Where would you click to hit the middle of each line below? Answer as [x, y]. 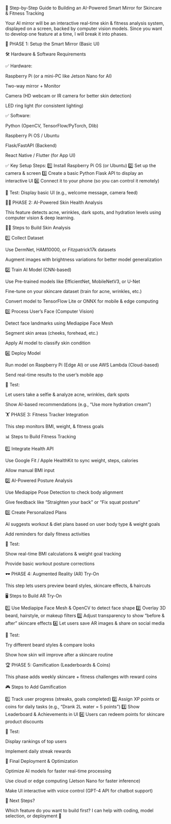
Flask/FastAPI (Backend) [31, 145]
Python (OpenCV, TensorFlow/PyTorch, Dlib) [52, 126]
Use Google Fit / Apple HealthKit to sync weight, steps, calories [72, 460]
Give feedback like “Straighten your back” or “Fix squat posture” [73, 502]
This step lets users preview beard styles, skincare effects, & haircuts [78, 586]
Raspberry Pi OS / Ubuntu [32, 136]
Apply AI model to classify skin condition [48, 343]
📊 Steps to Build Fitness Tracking [41, 436]
